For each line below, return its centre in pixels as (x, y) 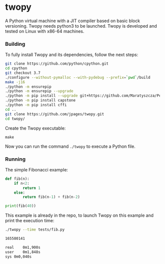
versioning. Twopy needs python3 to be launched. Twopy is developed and (81, 26)
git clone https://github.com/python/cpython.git (57, 64)
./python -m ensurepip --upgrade (39, 91)
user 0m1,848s (23, 252)
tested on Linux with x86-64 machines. (45, 31)
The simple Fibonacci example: (37, 169)
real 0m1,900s (23, 247)
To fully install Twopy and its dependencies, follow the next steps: (72, 55)
